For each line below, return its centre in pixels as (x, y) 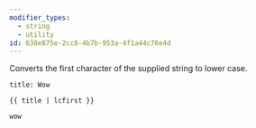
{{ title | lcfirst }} (52, 101)
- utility (36, 34)
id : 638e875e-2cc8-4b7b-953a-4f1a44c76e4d (90, 43)
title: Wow (30, 85)
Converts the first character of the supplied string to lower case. (128, 69)
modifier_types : (40, 18)
